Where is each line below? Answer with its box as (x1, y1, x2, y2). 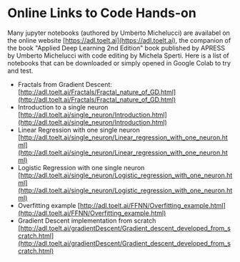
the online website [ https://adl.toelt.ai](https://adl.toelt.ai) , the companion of (7, 36, 231, 44)
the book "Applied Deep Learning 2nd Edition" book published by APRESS (7, 43, 225, 52)
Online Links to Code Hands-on (7, 5, 196, 21)
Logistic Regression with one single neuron (17, 163, 145, 172)
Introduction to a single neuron (17, 103, 109, 111)
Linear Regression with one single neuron (17, 125, 141, 134)
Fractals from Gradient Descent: (17, 80, 113, 88)
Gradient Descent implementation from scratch (17, 216, 156, 225)
